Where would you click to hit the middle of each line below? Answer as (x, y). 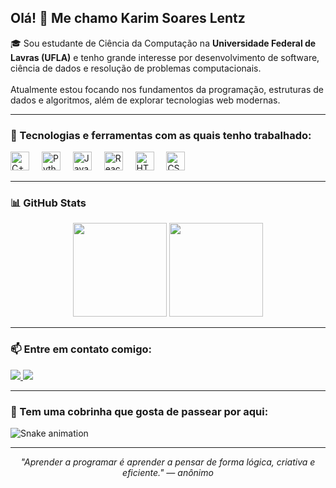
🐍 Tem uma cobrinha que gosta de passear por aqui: (139, 411)
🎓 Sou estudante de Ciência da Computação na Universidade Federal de (163, 43)
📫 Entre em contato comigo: (81, 349)
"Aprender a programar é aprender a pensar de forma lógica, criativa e (168, 462)
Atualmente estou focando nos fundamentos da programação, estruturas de (167, 89)
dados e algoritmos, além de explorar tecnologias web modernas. (145, 100)
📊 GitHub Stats (48, 203)
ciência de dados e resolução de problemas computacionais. (136, 68)
